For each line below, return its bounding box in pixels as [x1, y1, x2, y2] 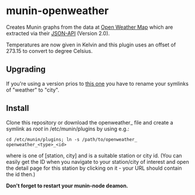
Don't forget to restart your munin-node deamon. [6, 182, 129, 189]
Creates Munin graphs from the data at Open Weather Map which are [6, 23, 173, 31]
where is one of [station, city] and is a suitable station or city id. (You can [6, 152, 183, 159]
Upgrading [6, 65, 46, 75]
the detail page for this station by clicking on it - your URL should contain [6, 164, 183, 172]
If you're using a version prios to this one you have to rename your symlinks [6, 80, 189, 87]
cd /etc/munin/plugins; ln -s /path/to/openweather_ [6, 136, 138, 142]
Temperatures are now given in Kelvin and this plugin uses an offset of [6, 41, 176, 48]
